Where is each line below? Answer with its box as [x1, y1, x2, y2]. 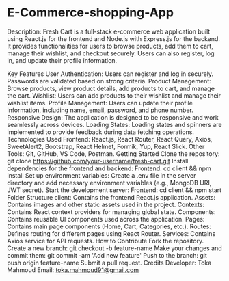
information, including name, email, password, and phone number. [7, 106, 193, 114]
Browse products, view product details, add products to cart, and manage [7, 84, 215, 92]
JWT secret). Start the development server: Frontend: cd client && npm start [7, 186, 222, 194]
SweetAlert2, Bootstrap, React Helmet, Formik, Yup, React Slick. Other [7, 142, 205, 150]
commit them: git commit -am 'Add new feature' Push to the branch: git [7, 251, 207, 259]
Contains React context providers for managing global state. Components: [7, 207, 217, 216]
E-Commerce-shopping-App [7, 5, 174, 21]
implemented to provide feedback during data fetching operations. [7, 128, 195, 136]
